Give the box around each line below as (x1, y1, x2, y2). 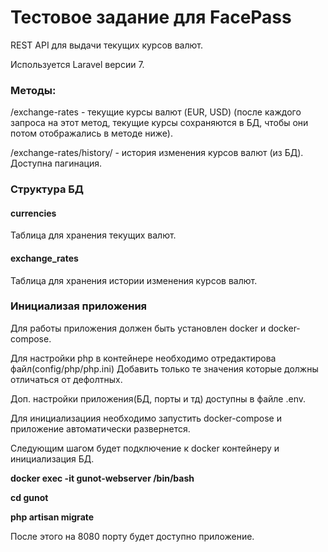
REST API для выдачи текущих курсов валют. (10, 39, 203, 51)
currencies (10, 207, 57, 219)
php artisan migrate (10, 511, 95, 523)
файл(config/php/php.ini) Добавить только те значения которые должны (10, 362, 319, 375)
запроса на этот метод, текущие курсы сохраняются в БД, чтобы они (10, 117, 309, 129)
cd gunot (10, 491, 49, 503)
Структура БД (10, 182, 85, 196)
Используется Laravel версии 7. (10, 58, 145, 70)
